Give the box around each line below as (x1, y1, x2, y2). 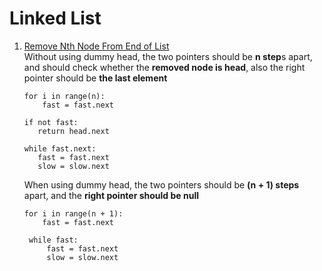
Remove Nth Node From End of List (23, 40, 170, 52)
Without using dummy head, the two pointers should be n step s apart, (23, 50, 313, 62)
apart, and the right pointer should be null (23, 189, 199, 201)
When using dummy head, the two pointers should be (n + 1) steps (23, 178, 300, 191)
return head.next (37, 126, 110, 136)
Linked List (9, 7, 102, 30)
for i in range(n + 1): (23, 208, 124, 219)
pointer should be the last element (23, 72, 168, 84)
